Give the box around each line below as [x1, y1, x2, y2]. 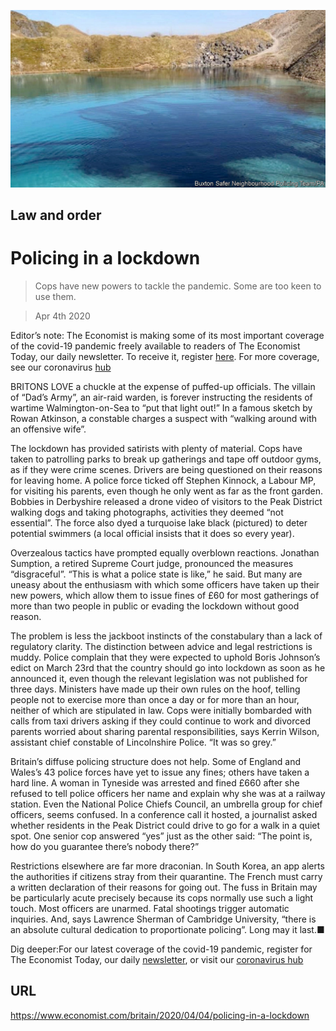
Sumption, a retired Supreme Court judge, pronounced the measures [10, 557, 294, 569]
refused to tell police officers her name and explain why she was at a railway [10, 787, 326, 799]
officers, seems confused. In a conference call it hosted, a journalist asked [10, 808, 318, 820]
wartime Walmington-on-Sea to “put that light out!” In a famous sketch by [10, 401, 313, 414]
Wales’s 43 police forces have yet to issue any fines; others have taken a [10, 766, 310, 778]
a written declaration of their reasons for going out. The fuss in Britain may [10, 881, 318, 893]
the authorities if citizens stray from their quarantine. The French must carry [10, 870, 323, 882]
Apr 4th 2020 [34, 310, 91, 322]
